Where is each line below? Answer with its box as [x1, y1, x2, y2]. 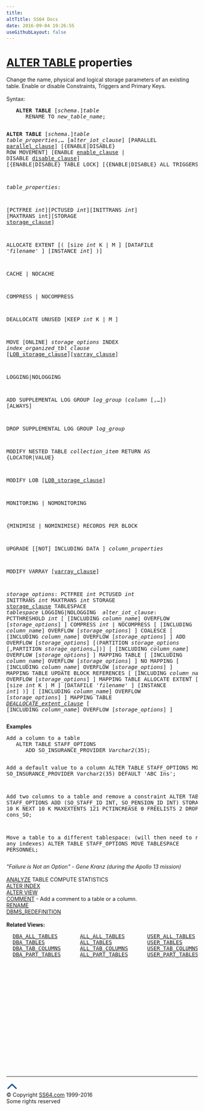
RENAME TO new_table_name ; [25, 113, 106, 120]
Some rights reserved [6, 1098, 61, 1105]
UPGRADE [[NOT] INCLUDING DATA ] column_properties [6, 545, 164, 552]
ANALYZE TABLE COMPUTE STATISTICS [6, 876, 109, 883]
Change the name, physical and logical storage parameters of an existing [6, 76, 189, 83]
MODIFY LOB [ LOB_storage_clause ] [6, 477, 106, 484]
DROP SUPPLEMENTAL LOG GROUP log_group [6, 425, 125, 432]
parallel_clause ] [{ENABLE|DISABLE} [6, 143, 115, 150]
